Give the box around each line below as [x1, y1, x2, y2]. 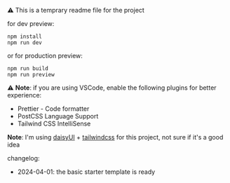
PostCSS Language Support [17, 112, 99, 120]
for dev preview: [7, 20, 55, 27]
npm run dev [7, 39, 42, 46]
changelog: [7, 154, 40, 162]
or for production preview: [7, 52, 83, 60]
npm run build [7, 65, 49, 72]
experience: [7, 91, 42, 99]
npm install [7, 33, 42, 40]
